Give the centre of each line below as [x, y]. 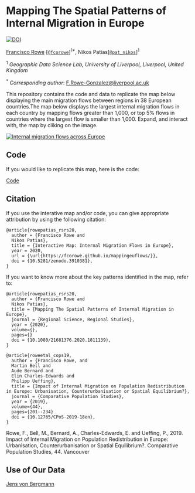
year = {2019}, [30, 402]
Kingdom [17, 70]
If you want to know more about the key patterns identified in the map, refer [97, 277]
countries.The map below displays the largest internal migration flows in [93, 106]
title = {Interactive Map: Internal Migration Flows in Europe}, [93, 245]
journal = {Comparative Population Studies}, [68, 396]
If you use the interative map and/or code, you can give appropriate [88, 213]
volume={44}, [27, 407]
